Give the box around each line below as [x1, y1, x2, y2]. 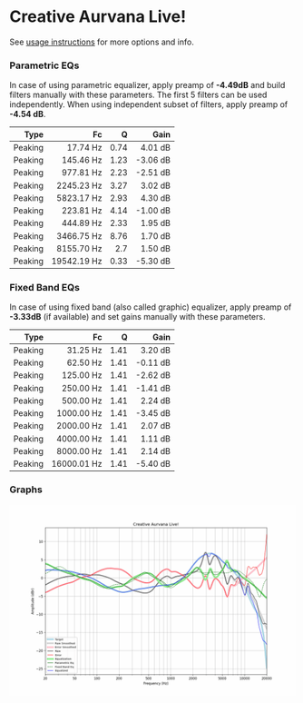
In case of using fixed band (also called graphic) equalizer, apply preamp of [9, 302, 292, 312]
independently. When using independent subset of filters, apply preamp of [9, 99, 288, 110]
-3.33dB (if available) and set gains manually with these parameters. [9, 312, 266, 322]
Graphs [9, 483, 43, 496]
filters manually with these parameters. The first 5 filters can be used [9, 89, 268, 101]
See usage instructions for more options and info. [9, 36, 195, 47]
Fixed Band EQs [9, 281, 80, 293]
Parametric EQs [9, 59, 80, 72]
